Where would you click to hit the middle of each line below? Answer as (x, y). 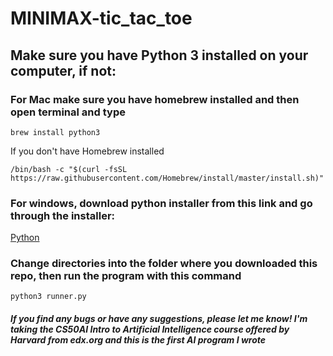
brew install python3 (55, 132)
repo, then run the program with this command (126, 276)
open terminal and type (68, 112)
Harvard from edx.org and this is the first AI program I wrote (138, 340)
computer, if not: (63, 70)
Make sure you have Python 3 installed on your (159, 55)
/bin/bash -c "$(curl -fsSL (69, 169)
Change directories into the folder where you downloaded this (164, 264)
